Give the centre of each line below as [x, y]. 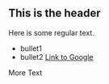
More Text [25, 73]
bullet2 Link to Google [57, 57]
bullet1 [31, 48]
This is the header [55, 13]
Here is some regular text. [51, 32]
